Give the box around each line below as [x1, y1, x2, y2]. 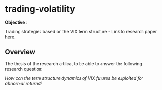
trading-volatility [5, 3, 76, 15]
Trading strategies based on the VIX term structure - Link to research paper [5, 29, 157, 34]
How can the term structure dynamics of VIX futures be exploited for [5, 75, 143, 81]
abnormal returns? [5, 80, 42, 86]
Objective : [5, 19, 28, 25]
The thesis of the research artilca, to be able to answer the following [5, 60, 142, 66]
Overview [5, 48, 36, 56]
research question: [5, 66, 43, 72]
